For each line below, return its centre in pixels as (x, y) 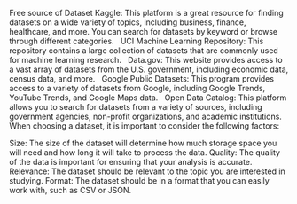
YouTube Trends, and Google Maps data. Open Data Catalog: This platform (148, 98)
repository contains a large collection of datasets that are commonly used (144, 51)
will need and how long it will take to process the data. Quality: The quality (145, 153)
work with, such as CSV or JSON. (70, 190)
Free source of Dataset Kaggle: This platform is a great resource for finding (146, 13)
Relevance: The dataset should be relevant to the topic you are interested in (147, 171)
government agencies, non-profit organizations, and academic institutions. (145, 116)
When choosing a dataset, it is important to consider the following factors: (145, 126)
